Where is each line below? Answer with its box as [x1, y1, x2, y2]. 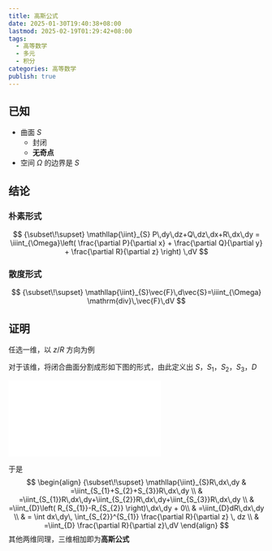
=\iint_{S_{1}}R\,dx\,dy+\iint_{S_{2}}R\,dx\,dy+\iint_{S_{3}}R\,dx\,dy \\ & [19, 495, 254, 505]
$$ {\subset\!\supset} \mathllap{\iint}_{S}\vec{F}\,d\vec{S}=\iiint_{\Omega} [11, 288, 262, 297]
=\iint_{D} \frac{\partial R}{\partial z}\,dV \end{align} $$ [43, 521, 230, 531]
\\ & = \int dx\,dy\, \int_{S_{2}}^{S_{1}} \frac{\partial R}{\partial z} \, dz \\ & [13, 512, 260, 522]
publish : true [8, 72, 57, 80]
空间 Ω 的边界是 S [19, 158, 80, 167]
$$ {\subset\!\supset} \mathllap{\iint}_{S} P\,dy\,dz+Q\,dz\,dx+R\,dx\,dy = [12, 229, 261, 240]
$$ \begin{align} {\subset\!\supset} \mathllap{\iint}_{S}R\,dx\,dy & [26, 477, 247, 488]
